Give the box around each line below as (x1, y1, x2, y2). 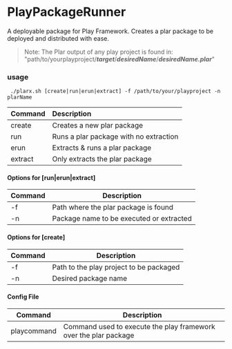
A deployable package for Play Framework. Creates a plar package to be (7, 27, 214, 35)
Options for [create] (7, 233, 66, 241)
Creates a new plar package (52, 121, 144, 130)
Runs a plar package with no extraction (52, 132, 179, 141)
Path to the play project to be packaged (52, 262, 180, 272)
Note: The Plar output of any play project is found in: (23, 48, 174, 56)
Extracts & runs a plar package (52, 143, 152, 152)
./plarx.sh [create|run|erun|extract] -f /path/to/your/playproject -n (10, 88, 221, 95)
